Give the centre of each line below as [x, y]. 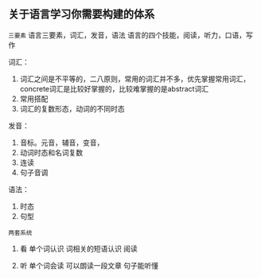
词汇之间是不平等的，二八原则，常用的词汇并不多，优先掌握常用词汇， [135, 79]
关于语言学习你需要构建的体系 [82, 14]
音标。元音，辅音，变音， [62, 143]
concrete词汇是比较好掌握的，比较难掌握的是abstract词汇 [114, 88]
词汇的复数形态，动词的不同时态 [72, 108]
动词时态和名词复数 [51, 152]
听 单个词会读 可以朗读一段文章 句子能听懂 [89, 265]
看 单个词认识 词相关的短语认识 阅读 [78, 249]
